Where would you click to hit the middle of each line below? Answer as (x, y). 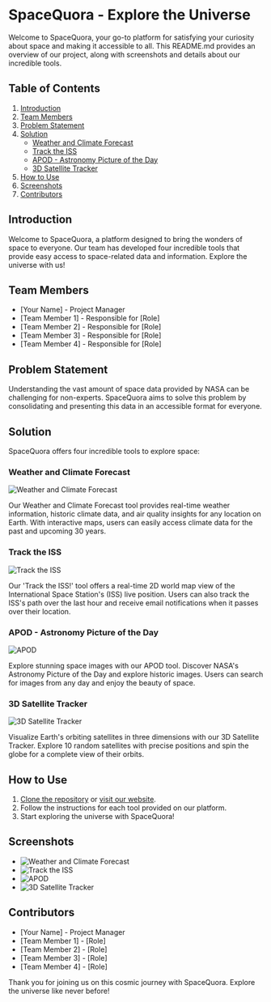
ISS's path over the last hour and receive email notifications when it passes (133, 603)
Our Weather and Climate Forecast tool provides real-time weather (119, 505)
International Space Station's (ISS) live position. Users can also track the (129, 594)
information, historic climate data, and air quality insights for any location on (135, 514)
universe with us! (37, 265)
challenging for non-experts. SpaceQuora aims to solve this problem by (127, 397)
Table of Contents (55, 89)
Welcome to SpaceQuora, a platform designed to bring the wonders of (125, 239)
